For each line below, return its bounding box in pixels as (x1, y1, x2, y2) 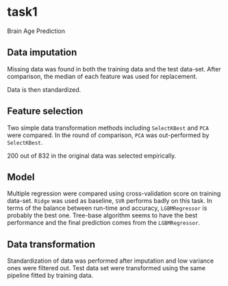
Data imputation (7, 47, 77, 58)
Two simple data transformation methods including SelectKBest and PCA (7, 123, 209, 132)
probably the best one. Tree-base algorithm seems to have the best (7, 211, 198, 219)
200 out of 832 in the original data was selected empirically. (7, 152, 177, 160)
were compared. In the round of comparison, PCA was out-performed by (7, 131, 210, 139)
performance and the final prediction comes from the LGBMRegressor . (7, 219, 201, 227)
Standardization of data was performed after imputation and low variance (7, 257, 214, 265)
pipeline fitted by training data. (7, 272, 94, 280)
